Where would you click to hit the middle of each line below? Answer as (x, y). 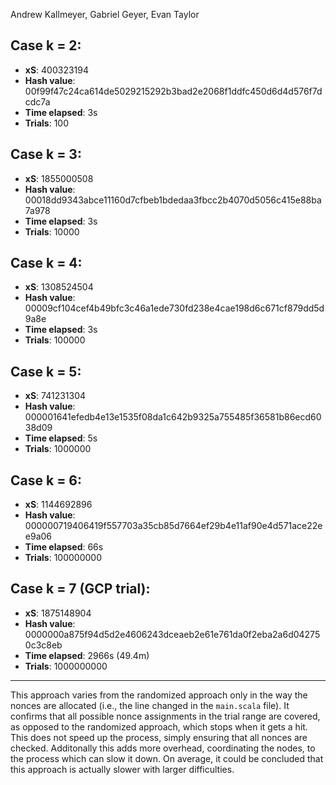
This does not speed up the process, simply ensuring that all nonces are (159, 737)
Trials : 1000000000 (66, 666)
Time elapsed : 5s (61, 438)
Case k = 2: (46, 45)
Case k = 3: (46, 154)
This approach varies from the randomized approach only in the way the (159, 695)
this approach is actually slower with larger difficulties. (122, 769)
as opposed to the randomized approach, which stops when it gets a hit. (159, 726)
